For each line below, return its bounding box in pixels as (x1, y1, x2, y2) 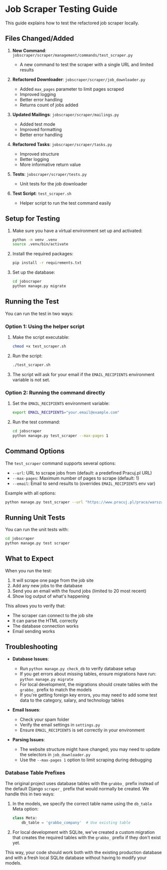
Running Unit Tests (5, 513, 66, 522)
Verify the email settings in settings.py (19, 721, 100, 727)
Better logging (19, 156, 49, 162)
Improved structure (19, 151, 60, 157)
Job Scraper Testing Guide (5, 3, 118, 15)
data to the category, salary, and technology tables (19, 697, 124, 703)
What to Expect (5, 554, 54, 563)
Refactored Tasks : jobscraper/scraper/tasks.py (12, 141, 112, 147)
